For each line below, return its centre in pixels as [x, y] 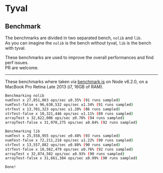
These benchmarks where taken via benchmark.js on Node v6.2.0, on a [76, 82]
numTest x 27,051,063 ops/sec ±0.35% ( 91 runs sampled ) [63, 100]
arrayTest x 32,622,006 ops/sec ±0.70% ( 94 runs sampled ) [65, 118]
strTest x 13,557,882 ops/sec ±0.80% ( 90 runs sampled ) [63, 145]
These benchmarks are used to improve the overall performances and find [79, 58]
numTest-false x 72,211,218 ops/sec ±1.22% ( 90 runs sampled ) [69, 140]
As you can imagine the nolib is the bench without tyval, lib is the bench [78, 43]
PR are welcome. [22, 68]
